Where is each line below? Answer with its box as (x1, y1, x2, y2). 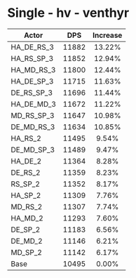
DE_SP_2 (11, 225, 41, 234)
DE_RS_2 (11, 167, 41, 177)
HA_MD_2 (11, 213, 43, 223)
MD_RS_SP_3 (11, 110, 55, 120)
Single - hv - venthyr (7, 5, 130, 21)
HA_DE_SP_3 (11, 76, 54, 86)
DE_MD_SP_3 (11, 145, 55, 154)
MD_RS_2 (11, 201, 43, 211)
